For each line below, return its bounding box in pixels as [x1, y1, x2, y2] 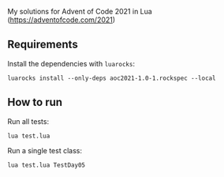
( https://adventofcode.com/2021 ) [7, 15, 116, 24]
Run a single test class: [7, 145, 82, 155]
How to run [7, 96, 63, 109]
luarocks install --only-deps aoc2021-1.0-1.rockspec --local [7, 74, 216, 82]
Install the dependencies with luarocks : [7, 58, 136, 68]
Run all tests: [7, 116, 49, 126]
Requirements [7, 38, 78, 51]
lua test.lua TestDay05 [7, 161, 86, 169]
